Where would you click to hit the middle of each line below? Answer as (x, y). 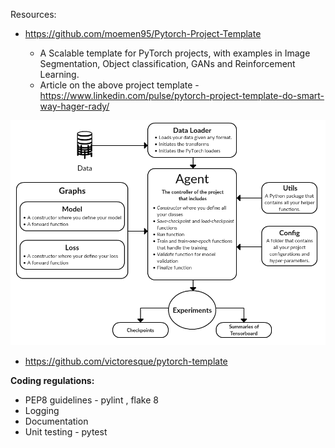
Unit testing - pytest (66, 432)
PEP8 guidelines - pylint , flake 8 (91, 400)
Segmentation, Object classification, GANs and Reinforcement (167, 63)
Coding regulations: (52, 381)
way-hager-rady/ (74, 106)
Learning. (59, 74)
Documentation (56, 421)
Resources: (33, 14)
